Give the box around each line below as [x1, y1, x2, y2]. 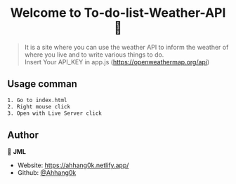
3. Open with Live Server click [7, 110, 102, 117]
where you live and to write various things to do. [24, 50, 164, 59]
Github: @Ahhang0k [17, 169, 77, 177]
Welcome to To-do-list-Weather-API [10, 5, 226, 21]
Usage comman [7, 78, 77, 90]
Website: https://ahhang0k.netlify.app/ [17, 161, 129, 169]
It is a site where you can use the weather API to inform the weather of [24, 43, 229, 51]
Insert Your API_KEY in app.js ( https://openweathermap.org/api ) [24, 57, 210, 66]
